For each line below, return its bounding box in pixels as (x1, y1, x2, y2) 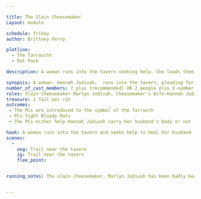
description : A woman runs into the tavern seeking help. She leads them (6, 69, 194, 75)
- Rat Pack (11, 58, 39, 64)
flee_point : (17, 157, 47, 164)
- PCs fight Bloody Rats (8, 113, 71, 119)
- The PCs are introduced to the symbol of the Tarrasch (8, 107, 154, 114)
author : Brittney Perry (6, 36, 66, 42)
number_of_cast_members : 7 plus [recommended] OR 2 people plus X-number (6, 85, 194, 91)
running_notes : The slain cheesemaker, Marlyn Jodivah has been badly (6, 173, 186, 180)
